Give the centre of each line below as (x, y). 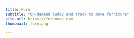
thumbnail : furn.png (27, 23)
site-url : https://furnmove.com (39, 19)
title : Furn (18, 10)
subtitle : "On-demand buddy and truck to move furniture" (67, 14)
